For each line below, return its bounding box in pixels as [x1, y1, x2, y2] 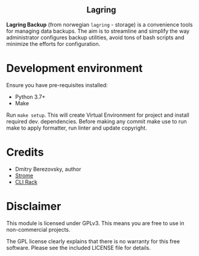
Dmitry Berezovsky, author [14, 165, 81, 172]
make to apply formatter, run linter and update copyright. [6, 124, 147, 131]
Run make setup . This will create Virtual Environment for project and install [6, 111, 190, 119]
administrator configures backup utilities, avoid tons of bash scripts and [6, 33, 185, 41]
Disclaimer [6, 199, 62, 213]
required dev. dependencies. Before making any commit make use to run [6, 117, 187, 125]
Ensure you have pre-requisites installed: [6, 81, 108, 88]
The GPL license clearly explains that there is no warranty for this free [6, 237, 180, 245]
